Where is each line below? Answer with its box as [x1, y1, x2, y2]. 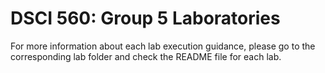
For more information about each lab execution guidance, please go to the [10, 40, 316, 52]
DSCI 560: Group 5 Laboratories [10, 7, 281, 30]
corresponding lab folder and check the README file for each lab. [10, 50, 282, 62]
